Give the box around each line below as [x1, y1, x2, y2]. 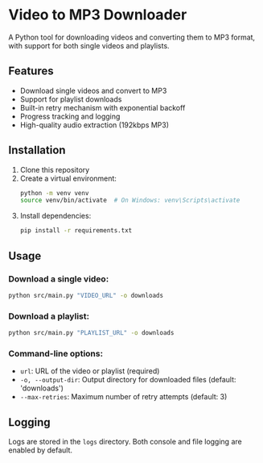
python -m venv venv [19, 189, 89, 197]
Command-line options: [8, 348, 103, 359]
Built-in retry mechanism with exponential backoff [19, 102, 186, 112]
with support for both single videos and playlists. [8, 40, 171, 50]
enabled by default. [8, 445, 73, 455]
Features [8, 65, 54, 78]
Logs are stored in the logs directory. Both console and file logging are [8, 437, 243, 447]
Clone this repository [19, 165, 90, 174]
